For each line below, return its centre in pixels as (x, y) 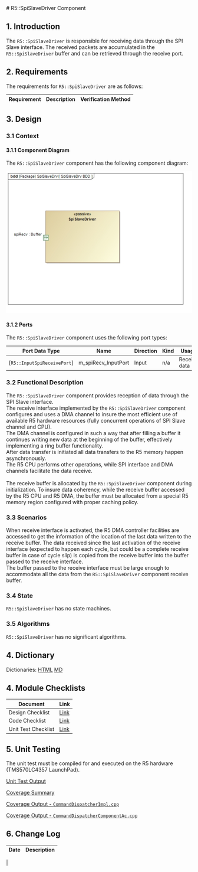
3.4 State (20, 596)
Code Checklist (27, 721)
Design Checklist (29, 713)
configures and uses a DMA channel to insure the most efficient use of (92, 414)
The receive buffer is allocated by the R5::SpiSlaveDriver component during (99, 483)
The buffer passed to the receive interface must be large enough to (88, 568)
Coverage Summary (30, 792)
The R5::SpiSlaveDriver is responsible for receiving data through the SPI (95, 41)
